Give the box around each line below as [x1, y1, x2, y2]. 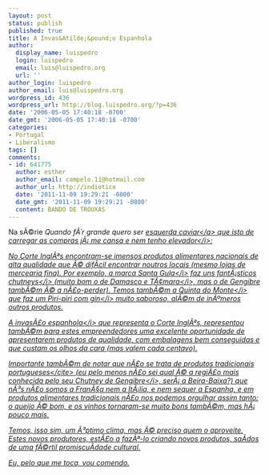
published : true [8, 26, 62, 34]
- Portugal [8, 131, 45, 139]
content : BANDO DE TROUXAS [15, 205, 106, 213]
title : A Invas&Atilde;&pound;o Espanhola [8, 34, 152, 42]
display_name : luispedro [15, 49, 98, 57]
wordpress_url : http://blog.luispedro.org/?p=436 [8, 101, 178, 109]
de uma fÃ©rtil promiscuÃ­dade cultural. [8, 442, 141, 453]
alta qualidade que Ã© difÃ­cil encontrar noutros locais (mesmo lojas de [8, 260, 247, 269]
